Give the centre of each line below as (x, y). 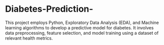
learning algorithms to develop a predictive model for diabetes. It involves (79, 27)
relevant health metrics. (29, 38)
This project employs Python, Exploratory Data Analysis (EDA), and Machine (82, 22)
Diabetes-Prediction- (49, 9)
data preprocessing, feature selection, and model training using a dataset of (82, 33)
